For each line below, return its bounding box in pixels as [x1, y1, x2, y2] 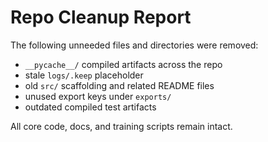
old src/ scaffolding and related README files [24, 79, 215, 91]
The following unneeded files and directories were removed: [10, 39, 259, 51]
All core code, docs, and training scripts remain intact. [10, 120, 233, 132]
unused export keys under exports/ [24, 90, 172, 102]
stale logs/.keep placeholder [24, 69, 144, 81]
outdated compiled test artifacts [24, 101, 157, 113]
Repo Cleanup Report [10, 6, 192, 29]
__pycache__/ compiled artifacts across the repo [24, 58, 223, 70]
